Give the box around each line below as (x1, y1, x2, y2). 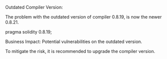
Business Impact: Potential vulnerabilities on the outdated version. (5, 38, 142, 44)
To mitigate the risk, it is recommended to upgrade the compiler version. (5, 48, 155, 54)
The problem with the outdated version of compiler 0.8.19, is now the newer (5, 14, 162, 19)
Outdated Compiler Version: (5, 4, 63, 10)
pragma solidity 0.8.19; (5, 29, 52, 34)
